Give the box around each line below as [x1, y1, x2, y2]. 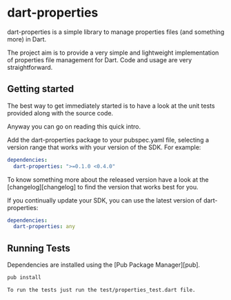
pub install [7, 274, 41, 281]
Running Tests [7, 242, 70, 254]
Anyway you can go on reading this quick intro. [7, 122, 141, 131]
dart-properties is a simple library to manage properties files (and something [7, 28, 225, 36]
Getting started [7, 83, 74, 95]
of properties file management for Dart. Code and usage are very [7, 55, 192, 64]
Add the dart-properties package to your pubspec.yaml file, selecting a [7, 135, 209, 144]
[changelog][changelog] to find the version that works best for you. [7, 182, 199, 191]
